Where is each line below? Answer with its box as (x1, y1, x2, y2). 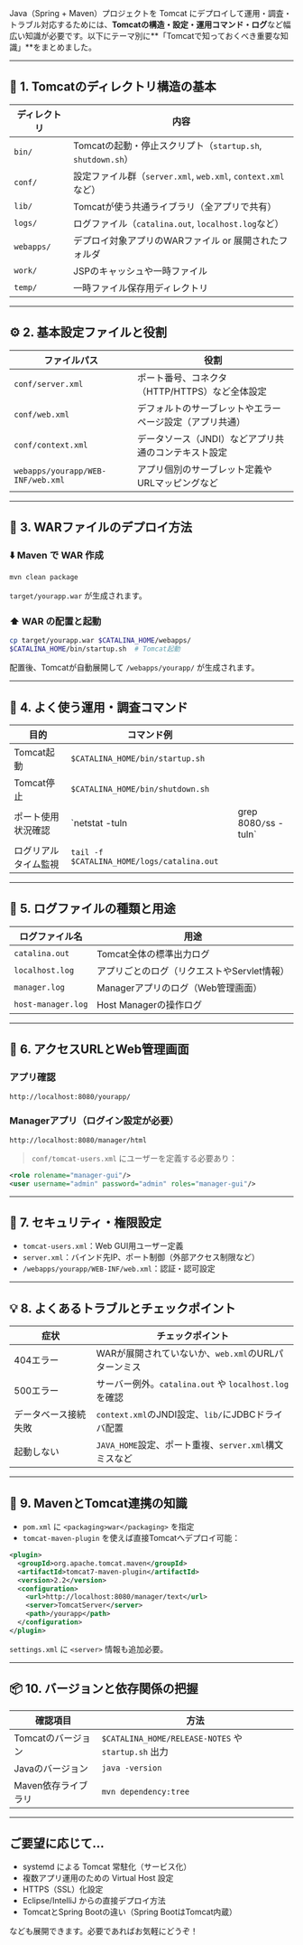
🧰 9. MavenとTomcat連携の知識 (9, 1495, 188, 1511)
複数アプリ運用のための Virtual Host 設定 (22, 1873, 174, 1884)
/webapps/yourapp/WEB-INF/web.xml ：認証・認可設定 (22, 1264, 216, 1274)
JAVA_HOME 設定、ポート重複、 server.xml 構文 (96, 1439, 284, 1452)
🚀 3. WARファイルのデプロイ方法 (9, 520, 192, 535)
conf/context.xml (14, 439, 88, 450)
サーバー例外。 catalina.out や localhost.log (96, 1377, 289, 1390)
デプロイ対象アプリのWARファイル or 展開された (73, 234, 280, 247)
